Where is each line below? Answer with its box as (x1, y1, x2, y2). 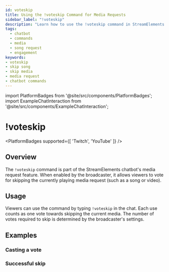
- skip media (5, 69, 33, 74)
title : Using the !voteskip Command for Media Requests (5, 12, 126, 17)
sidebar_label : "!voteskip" (5, 17, 65, 22)
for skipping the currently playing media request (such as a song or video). (5, 177, 161, 183)
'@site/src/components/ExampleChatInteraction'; (5, 103, 109, 110)
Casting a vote (5, 246, 42, 253)
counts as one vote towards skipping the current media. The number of (5, 211, 154, 217)
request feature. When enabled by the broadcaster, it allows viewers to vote (5, 172, 164, 178)
